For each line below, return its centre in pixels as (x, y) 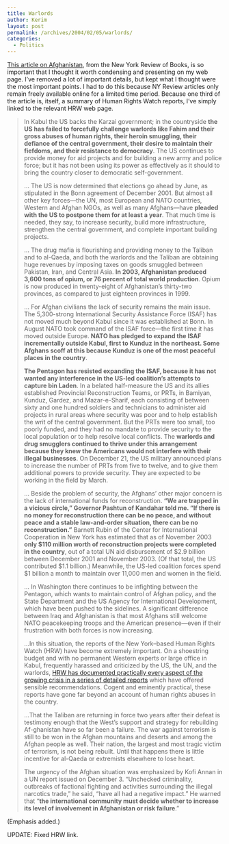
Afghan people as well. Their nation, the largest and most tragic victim (122, 744)
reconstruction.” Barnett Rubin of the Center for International (110, 530)
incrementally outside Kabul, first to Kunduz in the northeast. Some (122, 343)
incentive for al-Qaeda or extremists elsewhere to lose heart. (109, 758)
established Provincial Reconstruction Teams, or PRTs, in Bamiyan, (118, 393)
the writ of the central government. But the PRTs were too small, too (119, 422)
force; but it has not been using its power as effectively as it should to (122, 165)
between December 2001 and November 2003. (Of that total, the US (120, 559)
